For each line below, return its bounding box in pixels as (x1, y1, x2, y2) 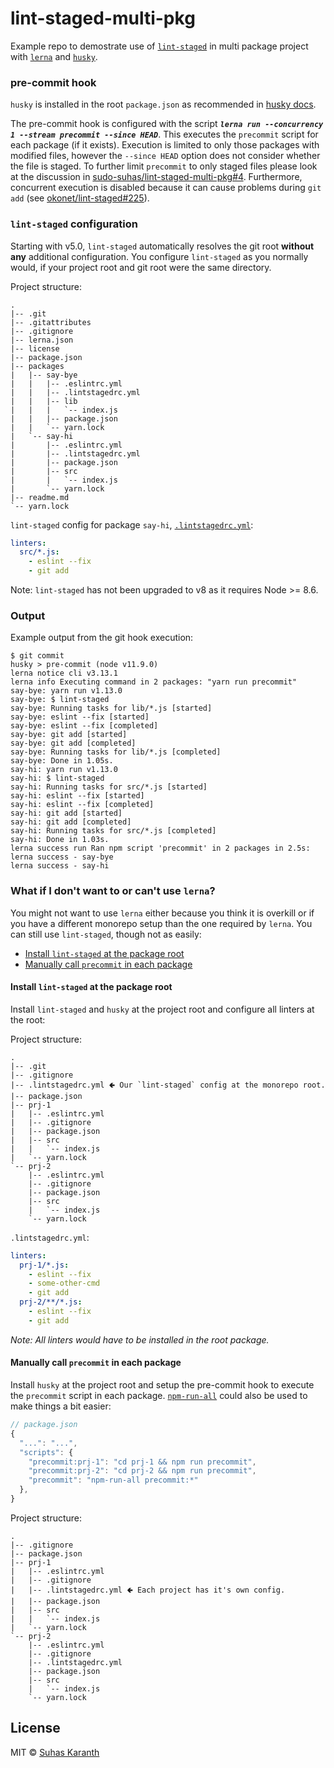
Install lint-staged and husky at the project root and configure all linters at (10, 1003, 315, 1015)
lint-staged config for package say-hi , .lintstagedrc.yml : (10, 518, 254, 531)
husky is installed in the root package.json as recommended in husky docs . (10, 98, 317, 111)
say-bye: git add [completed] (10, 738, 137, 749)
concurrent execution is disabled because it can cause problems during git (10, 182, 322, 194)
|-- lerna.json (10, 335, 74, 345)
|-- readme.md (10, 492, 70, 502)
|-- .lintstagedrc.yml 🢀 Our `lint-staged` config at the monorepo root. (10, 1080, 326, 1090)
